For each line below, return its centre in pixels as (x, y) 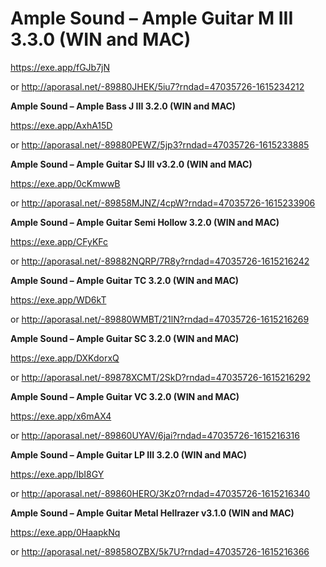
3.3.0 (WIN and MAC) (101, 39)
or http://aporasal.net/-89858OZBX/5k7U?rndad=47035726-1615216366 (160, 551)
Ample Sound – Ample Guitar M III (152, 18)
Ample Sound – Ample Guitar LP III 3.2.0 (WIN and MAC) (128, 454)
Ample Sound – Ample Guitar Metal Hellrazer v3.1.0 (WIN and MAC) (152, 513)
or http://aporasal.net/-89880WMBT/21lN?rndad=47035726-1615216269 (160, 319)
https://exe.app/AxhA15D (61, 125)
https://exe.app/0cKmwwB (65, 183)
